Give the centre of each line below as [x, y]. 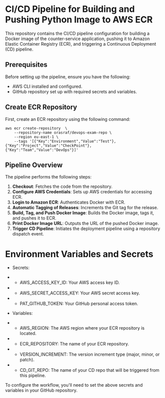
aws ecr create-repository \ [36, 128]
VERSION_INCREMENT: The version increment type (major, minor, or [90, 354]
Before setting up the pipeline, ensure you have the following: [68, 77]
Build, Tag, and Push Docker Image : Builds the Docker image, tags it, [83, 213]
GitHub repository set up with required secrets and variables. [75, 91]
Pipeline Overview [34, 165]
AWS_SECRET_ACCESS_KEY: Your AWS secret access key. [80, 293]
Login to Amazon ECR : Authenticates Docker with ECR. [69, 202]
